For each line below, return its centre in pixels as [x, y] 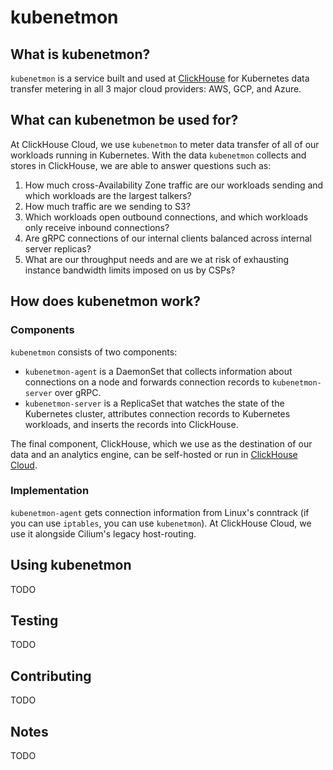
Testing [34, 620]
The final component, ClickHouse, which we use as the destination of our [161, 443]
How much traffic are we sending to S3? [107, 206]
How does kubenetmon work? [106, 301]
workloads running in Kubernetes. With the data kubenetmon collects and [158, 155]
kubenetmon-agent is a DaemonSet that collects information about [158, 371]
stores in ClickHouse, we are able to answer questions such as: [141, 165]
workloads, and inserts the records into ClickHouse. [131, 424]
